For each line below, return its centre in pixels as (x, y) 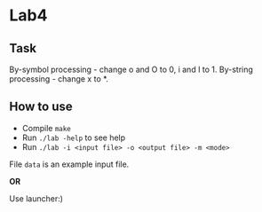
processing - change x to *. (59, 79)
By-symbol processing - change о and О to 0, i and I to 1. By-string (131, 69)
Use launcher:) (36, 198)
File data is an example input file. (69, 164)
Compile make (46, 128)
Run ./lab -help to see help (74, 137)
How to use (41, 107)
